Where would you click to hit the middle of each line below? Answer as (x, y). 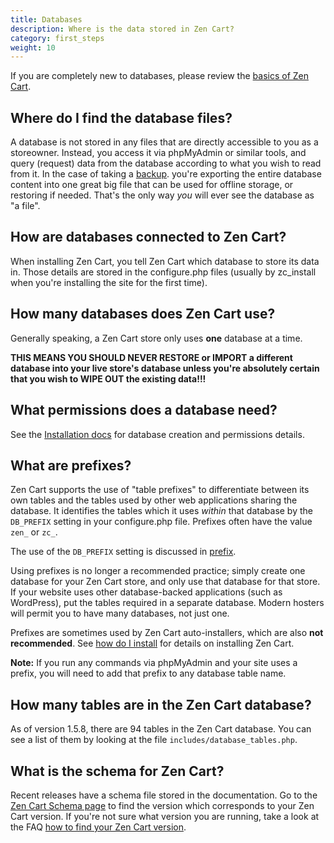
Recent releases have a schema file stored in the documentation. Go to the (164, 795)
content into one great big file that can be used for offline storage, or (152, 185)
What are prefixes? (71, 465)
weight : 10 (33, 47)
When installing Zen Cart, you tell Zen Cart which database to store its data (165, 261)
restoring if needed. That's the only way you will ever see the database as (162, 195)
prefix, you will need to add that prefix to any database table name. (148, 673)
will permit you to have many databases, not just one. (120, 613)
